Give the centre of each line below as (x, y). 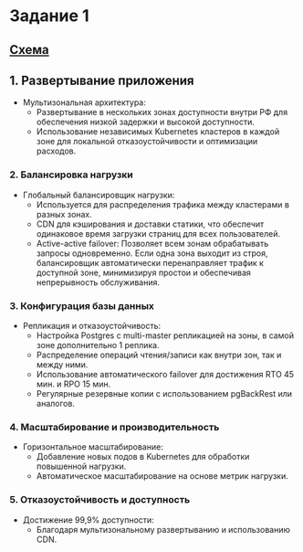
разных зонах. (64, 214)
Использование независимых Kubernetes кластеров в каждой (158, 132)
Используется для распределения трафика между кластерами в (163, 204)
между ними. (62, 364)
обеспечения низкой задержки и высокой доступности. (146, 122)
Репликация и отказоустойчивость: (92, 325)
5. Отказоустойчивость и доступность (100, 500)
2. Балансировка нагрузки (72, 175)
